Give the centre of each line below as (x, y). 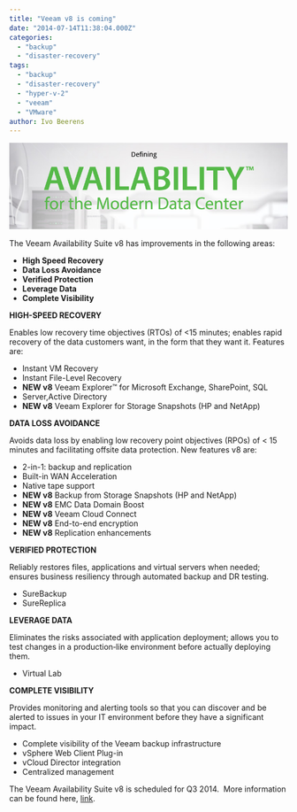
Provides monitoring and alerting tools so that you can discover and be (138, 708)
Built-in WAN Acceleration (69, 476)
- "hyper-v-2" (43, 93)
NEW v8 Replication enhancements (87, 533)
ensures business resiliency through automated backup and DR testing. (139, 576)
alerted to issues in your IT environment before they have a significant (137, 717)
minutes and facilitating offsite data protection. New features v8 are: (133, 450)
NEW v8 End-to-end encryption (80, 523)
